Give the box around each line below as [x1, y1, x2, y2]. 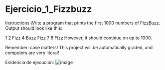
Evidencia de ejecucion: [5, 59, 54, 65]
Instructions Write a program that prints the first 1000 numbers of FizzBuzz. [5, 20, 161, 26]
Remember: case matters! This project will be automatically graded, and [5, 44, 153, 50]
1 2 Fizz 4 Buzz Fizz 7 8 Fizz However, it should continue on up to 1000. [5, 35, 152, 41]
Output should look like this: [5, 25, 62, 31]
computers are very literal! [5, 50, 59, 56]
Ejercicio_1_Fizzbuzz [5, 3, 92, 15]
